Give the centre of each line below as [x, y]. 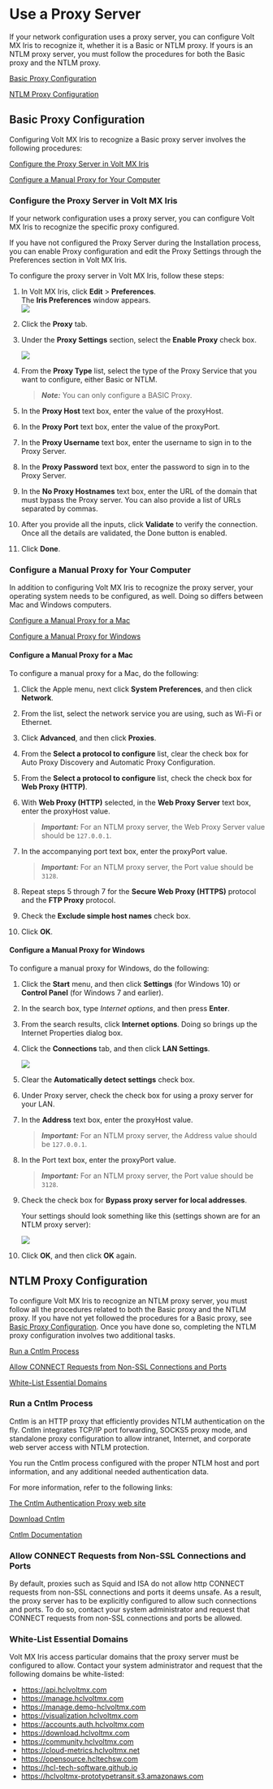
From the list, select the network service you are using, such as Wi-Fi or [141, 713]
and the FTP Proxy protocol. [68, 900]
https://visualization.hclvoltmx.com [80, 1716]
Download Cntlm [37, 1519]
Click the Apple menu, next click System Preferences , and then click [136, 689]
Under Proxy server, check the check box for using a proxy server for [137, 1095]
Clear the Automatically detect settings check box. [108, 1080]
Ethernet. [36, 722]
